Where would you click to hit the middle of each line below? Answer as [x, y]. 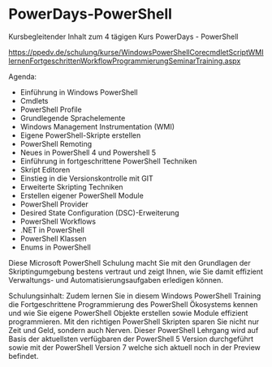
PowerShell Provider [54, 204]
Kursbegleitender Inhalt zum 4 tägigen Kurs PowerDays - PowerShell [123, 36]
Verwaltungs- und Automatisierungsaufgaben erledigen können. [116, 280]
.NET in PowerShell [52, 230]
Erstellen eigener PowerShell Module [82, 195]
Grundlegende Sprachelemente [73, 117]
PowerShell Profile [51, 109]
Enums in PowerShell [55, 247]
